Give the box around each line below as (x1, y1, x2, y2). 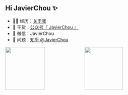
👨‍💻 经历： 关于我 (12, 17, 47, 24)
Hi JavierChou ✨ (5, 4, 58, 12)
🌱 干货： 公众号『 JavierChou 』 (12, 24, 79, 30)
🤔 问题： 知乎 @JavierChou (12, 36, 69, 42)
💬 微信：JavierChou (12, 30, 54, 36)
